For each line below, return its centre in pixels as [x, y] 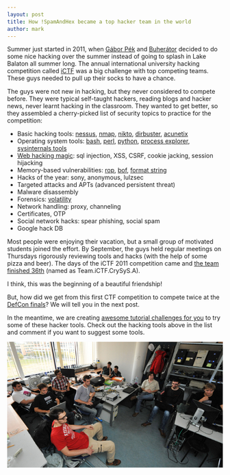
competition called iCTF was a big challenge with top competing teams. [108, 71]
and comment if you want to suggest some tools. [76, 333]
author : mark [26, 29]
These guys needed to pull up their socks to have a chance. [91, 78]
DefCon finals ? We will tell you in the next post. [74, 305]
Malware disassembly [48, 192]
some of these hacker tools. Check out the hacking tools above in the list [110, 325]
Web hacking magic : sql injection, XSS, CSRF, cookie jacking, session [115, 156]
